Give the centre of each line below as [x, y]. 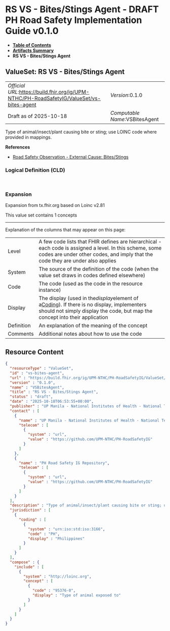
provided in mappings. [29, 137]
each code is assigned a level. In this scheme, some [100, 248]
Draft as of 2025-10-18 [37, 116]
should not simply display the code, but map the [96, 311]
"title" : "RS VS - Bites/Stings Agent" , [54, 392]
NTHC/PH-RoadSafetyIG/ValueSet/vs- [54, 98]
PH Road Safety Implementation [74, 20]
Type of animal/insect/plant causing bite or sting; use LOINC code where [81, 132]
